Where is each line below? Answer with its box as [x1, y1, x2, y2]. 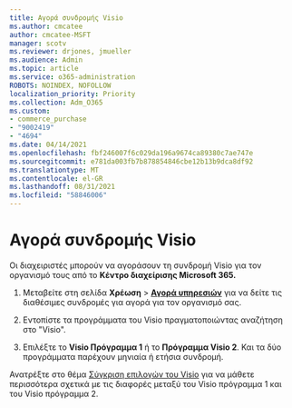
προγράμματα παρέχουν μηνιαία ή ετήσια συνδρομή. [22, 351, 224, 362]
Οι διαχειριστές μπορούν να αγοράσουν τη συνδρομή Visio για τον [9, 260, 262, 271]
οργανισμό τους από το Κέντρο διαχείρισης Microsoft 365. [9, 269, 237, 280]
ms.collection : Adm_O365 [9, 97, 103, 107]
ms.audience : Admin [9, 55, 83, 65]
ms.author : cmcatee [9, 22, 83, 31]
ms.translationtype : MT [9, 165, 100, 174]
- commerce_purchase [9, 114, 88, 124]
